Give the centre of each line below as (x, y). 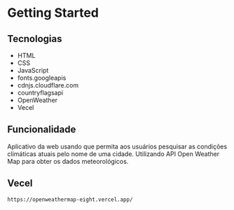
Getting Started (53, 13)
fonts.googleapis (42, 78)
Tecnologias (35, 39)
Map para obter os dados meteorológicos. (68, 161)
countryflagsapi (40, 93)
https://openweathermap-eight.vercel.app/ (70, 199)
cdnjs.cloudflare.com (48, 85)
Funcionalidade (42, 130)
